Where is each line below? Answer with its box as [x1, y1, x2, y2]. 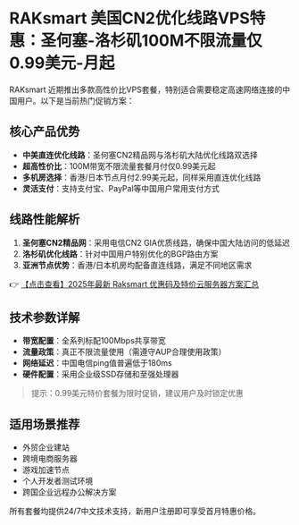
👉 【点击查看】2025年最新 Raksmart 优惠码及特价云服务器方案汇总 [9, 278, 260, 289]
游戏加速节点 [21, 464, 70, 475]
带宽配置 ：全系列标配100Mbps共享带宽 [21, 335, 167, 346]
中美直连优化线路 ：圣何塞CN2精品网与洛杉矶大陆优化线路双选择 [21, 149, 259, 160]
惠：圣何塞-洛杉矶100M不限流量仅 [9, 30, 263, 51]
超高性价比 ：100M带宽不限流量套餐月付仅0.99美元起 [21, 160, 216, 171]
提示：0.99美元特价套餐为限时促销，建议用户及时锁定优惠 [30, 388, 244, 399]
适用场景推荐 [9, 417, 80, 432]
